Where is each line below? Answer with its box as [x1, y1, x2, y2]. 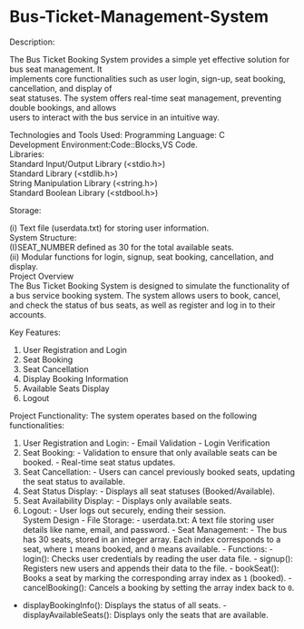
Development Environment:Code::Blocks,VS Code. [9, 139, 198, 150]
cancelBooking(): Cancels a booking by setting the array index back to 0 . [22, 582, 295, 593]
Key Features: [9, 327, 61, 338]
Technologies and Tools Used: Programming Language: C [9, 129, 225, 140]
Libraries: [9, 148, 45, 160]
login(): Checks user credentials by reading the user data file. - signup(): [22, 553, 293, 564]
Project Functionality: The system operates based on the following [9, 410, 257, 421]
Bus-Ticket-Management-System [9, 6, 270, 27]
